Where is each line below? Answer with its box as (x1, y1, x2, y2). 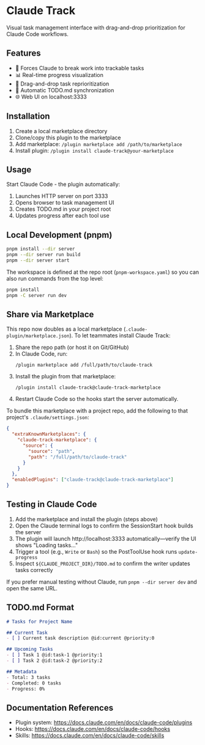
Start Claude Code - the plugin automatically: (6, 181, 121, 188)
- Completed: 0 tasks (6, 680, 62, 686)
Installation (6, 111, 50, 122)
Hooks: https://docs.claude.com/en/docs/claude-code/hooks (15, 725, 170, 733)
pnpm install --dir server (6, 246, 75, 252)
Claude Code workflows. (6, 30, 69, 37)
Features (6, 48, 41, 59)
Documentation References (6, 702, 114, 713)
